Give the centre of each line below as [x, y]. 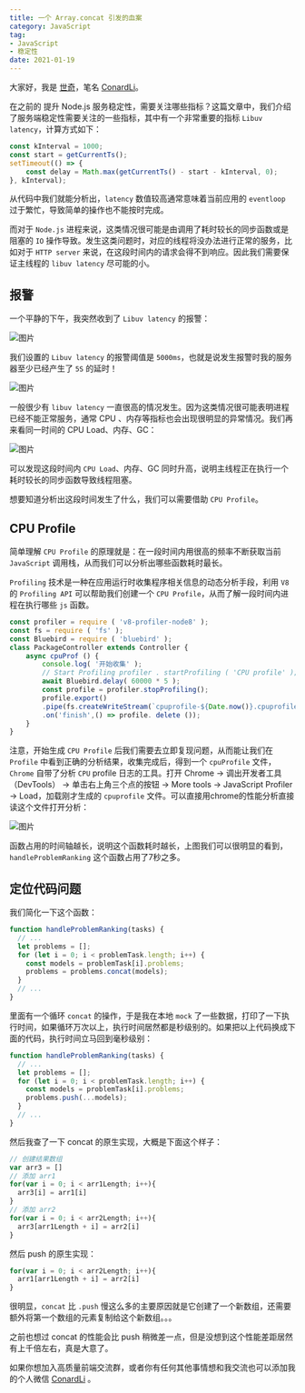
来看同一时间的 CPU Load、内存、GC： [83, 430]
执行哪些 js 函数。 [59, 605]
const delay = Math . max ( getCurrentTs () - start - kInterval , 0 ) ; [152, 172]
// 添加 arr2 [33, 1210]
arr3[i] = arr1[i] [53, 1193]
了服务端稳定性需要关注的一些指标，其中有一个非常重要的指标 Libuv [136, 118]
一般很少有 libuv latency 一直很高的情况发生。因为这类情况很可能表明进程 [149, 407]
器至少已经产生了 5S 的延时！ [64, 368]
